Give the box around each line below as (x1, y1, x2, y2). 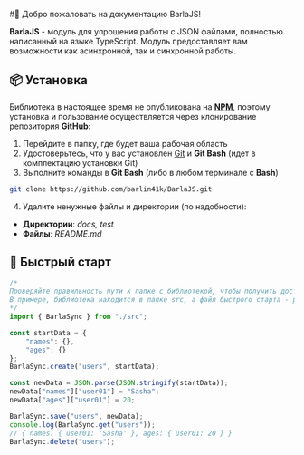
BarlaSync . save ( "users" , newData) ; (9, 411, 144, 421)
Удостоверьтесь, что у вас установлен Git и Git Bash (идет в (22, 148, 256, 159)
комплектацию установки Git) (22, 157, 138, 168)
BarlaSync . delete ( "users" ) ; (9, 437, 116, 446)
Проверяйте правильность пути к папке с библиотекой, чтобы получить (9, 286, 278, 296)
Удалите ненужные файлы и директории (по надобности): (22, 200, 247, 212)
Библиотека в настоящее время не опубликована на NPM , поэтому (9, 101, 271, 112)
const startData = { (9, 328, 88, 337)
